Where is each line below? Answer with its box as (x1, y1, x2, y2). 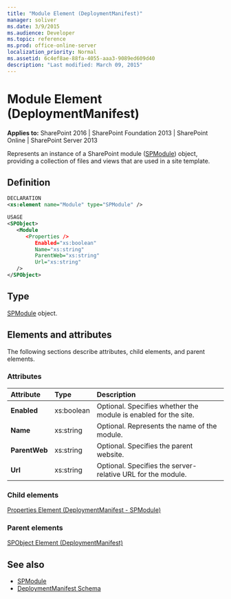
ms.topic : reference (7, 36, 67, 43)
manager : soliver (7, 17, 57, 23)
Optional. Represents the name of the (96, 421, 217, 431)
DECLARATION (7, 195, 41, 202)
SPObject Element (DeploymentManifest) (7, 539, 124, 547)
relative (96, 469, 121, 479)
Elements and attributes (7, 329, 112, 341)
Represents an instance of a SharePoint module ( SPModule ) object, (7, 149, 198, 157)
